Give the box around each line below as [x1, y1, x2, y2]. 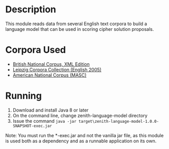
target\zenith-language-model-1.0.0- [78, 119, 159, 124]
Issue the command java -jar [12, 118, 77, 124]
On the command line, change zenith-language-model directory [12, 112, 147, 119]
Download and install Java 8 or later [12, 107, 89, 113]
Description [5, 4, 56, 15]
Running [5, 90, 42, 102]
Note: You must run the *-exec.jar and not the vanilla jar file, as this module [5, 132, 164, 138]
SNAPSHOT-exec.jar [12, 123, 52, 128]
